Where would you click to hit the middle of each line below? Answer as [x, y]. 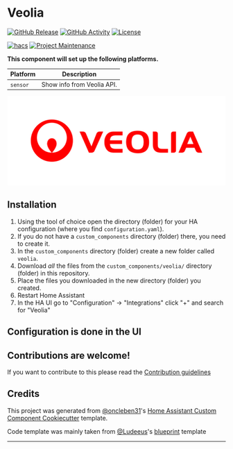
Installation [32, 205]
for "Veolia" [34, 310]
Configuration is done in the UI [75, 332]
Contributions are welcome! [69, 355]
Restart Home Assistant [51, 295]
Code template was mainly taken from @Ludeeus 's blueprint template [107, 431]
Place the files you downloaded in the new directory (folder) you [109, 280]
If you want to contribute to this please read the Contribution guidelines [109, 372]
